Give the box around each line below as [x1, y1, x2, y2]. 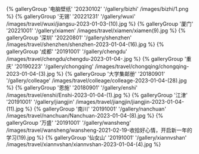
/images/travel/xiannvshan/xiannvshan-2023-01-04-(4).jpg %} [6, 141, 161, 147]
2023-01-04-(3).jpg [6, 70, 55, 77]
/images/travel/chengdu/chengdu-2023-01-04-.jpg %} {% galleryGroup [6, 56, 183, 62]
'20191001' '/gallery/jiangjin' [6, 98, 75, 105]
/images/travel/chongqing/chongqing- [94, 63, 189, 70]
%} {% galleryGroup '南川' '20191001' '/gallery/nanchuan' [25, 106, 166, 112]
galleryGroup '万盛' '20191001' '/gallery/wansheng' [6, 119, 131, 126]
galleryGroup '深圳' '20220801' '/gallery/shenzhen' [6, 34, 132, 41]
